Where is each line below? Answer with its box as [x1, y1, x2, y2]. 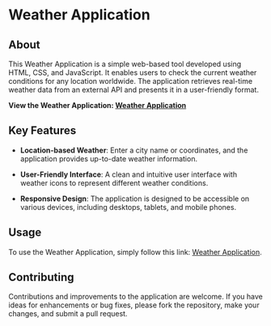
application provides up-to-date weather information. [19, 153, 198, 163]
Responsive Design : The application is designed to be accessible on [19, 194, 250, 203]
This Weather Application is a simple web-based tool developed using [8, 59, 242, 69]
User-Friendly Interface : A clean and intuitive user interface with [19, 169, 237, 179]
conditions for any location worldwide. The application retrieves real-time [8, 77, 253, 86]
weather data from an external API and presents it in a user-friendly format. [8, 85, 259, 94]
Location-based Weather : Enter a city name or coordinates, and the [19, 145, 248, 155]
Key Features [8, 123, 77, 138]
